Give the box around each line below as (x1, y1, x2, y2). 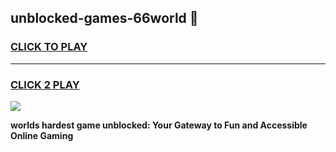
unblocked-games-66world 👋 (10, 10, 199, 27)
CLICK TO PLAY (10, 40, 88, 54)
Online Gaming (10, 129, 74, 141)
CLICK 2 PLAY (10, 77, 80, 91)
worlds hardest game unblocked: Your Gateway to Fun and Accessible (10, 119, 308, 131)
